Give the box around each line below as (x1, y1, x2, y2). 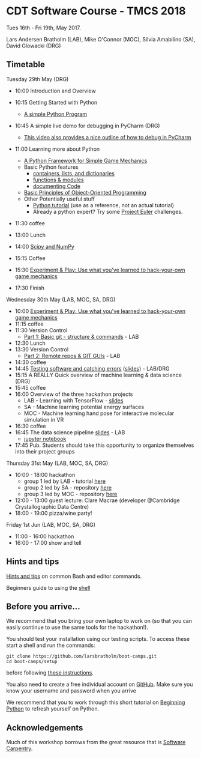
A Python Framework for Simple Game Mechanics (23, 157, 148, 164)
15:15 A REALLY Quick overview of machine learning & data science (14, 371, 182, 378)
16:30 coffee (14, 422, 46, 429)
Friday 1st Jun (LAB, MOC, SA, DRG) (6, 521, 96, 528)
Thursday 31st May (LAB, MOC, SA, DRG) (6, 459, 109, 467)
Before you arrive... (6, 601, 80, 611)
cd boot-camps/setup (6, 659, 58, 665)
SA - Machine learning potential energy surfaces (23, 403, 145, 410)
